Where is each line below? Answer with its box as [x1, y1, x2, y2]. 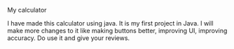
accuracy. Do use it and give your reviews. [7, 34, 130, 42]
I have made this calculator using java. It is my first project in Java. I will [7, 19, 214, 27]
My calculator [7, 6, 47, 14]
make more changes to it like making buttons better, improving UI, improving [7, 27, 228, 35]
